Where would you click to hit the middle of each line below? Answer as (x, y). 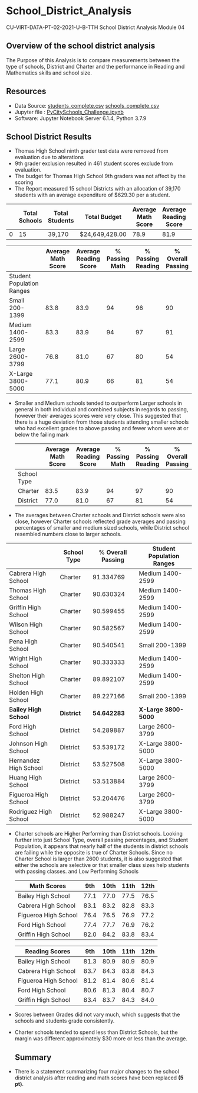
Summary (33, 1057)
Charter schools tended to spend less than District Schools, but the (96, 1032)
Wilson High (26, 624)
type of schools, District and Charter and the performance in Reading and (95, 66)
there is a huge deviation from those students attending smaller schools (102, 422)
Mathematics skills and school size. (49, 73)
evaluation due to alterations (49, 157)
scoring (24, 182)
